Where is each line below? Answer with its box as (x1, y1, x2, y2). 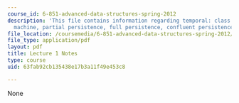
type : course (7, 57, 46, 64)
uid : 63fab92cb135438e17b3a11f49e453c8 (7, 63, 126, 70)
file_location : (7, 30, 53, 38)
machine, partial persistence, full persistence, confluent (14, 23, 196, 31)
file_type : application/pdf (7, 37, 91, 44)
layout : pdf (7, 43, 43, 50)
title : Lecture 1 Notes (7, 50, 78, 58)
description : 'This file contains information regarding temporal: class (7, 17, 231, 24)
